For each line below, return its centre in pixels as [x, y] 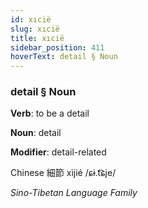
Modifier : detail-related [58, 152]
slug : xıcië [35, 29]
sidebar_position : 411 [57, 47]
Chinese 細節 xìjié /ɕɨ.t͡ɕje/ [63, 173]
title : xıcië [37, 38]
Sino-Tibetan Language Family [74, 193]
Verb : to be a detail [50, 113]
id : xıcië [31, 19]
